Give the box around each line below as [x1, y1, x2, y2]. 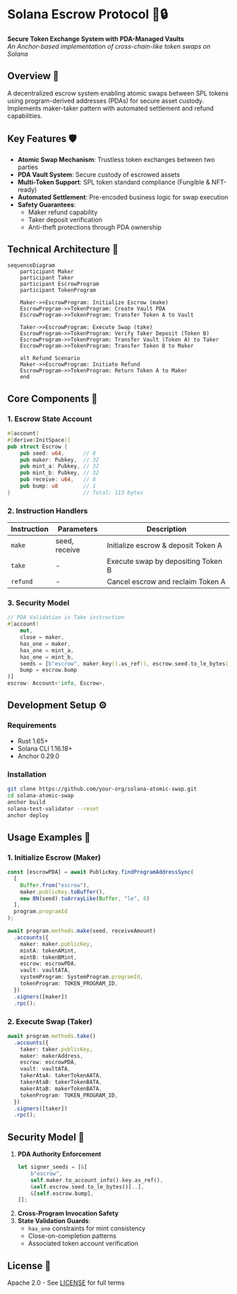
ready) [17, 185, 37, 194]
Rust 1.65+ [17, 736, 49, 745]
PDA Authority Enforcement [17, 1150, 102, 1158]
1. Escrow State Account [7, 414, 92, 424]
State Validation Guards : [17, 1217, 91, 1225]
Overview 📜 [7, 70, 59, 82]
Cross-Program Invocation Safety [17, 1209, 119, 1218]
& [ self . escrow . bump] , [30, 1190, 94, 1197]
